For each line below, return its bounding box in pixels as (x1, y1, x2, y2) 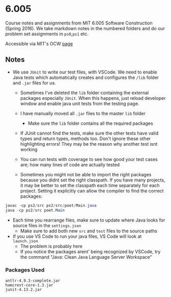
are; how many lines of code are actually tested (20, 161, 120, 168)
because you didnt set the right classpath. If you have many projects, (20, 177, 165, 183)
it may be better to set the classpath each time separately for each (20, 182, 160, 188)
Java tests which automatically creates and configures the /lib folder (12, 74, 159, 80)
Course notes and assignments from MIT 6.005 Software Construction (5, 20, 153, 26)
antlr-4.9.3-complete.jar (5, 278, 60, 283)
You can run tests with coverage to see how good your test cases (20, 156, 158, 162)
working (20, 146, 38, 152)
